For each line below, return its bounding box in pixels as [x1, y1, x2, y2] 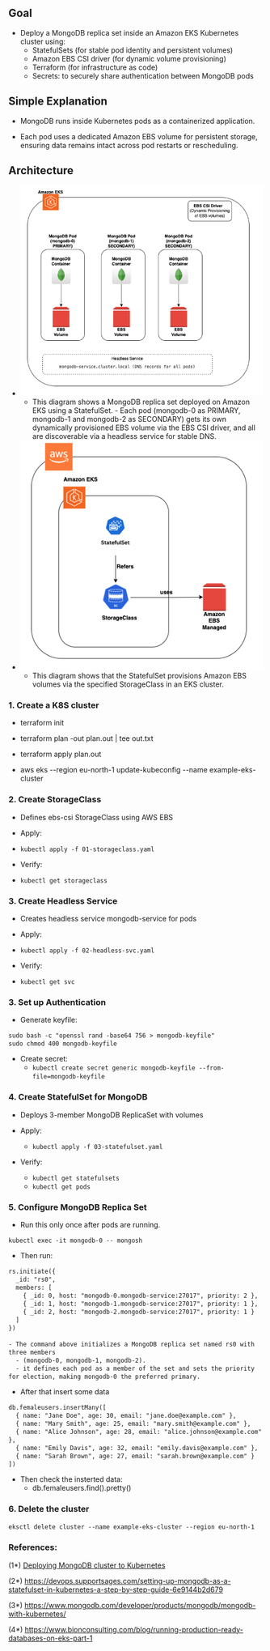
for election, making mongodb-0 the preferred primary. [8, 1372, 200, 1381]
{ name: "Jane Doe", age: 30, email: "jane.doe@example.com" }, [15, 1411, 237, 1419]
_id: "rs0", [15, 1275, 57, 1283]
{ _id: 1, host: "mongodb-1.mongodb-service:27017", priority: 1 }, [23, 1300, 259, 1308]
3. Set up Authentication [8, 996, 107, 1007]
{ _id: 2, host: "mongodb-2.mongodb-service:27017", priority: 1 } [23, 1308, 255, 1316]
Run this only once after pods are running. [19, 1219, 161, 1229]
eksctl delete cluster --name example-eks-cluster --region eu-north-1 [8, 1523, 255, 1531]
